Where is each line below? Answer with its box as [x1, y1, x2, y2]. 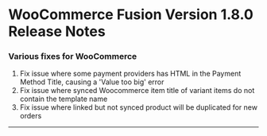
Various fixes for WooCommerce [8, 51, 137, 62]
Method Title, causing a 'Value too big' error [19, 77, 164, 87]
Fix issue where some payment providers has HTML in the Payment [19, 69, 242, 79]
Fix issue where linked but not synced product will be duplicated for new [19, 103, 258, 112]
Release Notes [8, 22, 106, 41]
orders [19, 111, 42, 121]
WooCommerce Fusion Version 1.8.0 [8, 6, 254, 24]
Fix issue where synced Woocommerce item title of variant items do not [19, 86, 255, 95]
